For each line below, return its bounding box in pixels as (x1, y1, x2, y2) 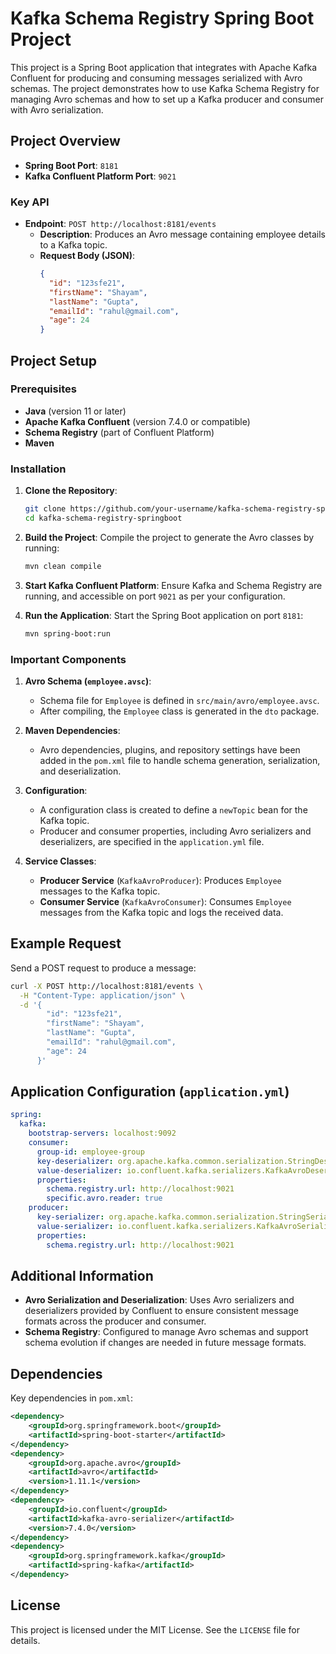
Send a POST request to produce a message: (10, 962, 197, 974)
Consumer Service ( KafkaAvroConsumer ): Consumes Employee (39, 895, 292, 907)
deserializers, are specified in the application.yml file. (39, 835, 265, 847)
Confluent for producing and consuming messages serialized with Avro (10, 72, 303, 84)
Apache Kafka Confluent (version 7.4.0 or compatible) (24, 415, 251, 427)
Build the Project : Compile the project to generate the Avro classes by (24, 531, 315, 543)
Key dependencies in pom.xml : (10, 1392, 133, 1404)
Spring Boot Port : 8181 (24, 159, 119, 171)
